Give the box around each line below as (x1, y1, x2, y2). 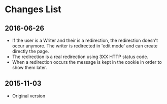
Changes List (5, 4, 61, 15)
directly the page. (12, 48, 49, 54)
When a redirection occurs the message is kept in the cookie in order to (12, 59, 162, 65)
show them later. (12, 65, 47, 70)
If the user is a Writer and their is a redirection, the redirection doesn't (12, 37, 158, 43)
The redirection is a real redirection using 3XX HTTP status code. (12, 54, 148, 60)
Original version (12, 93, 46, 99)
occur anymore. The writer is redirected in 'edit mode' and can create (12, 43, 158, 49)
